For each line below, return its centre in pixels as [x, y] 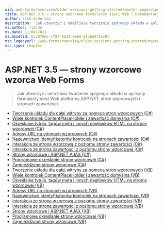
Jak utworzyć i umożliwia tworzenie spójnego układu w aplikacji [81, 93]
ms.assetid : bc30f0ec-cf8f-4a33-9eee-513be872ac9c [57, 37]
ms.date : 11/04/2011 [26, 32]
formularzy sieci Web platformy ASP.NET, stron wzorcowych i [79, 98]
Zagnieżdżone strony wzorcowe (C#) [49, 164]
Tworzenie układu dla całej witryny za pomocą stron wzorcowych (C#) [82, 113]
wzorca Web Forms [45, 80]
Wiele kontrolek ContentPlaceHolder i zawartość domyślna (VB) [76, 175]
